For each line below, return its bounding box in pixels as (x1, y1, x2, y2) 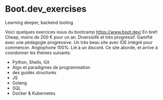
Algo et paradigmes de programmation (12, 64, 91, 70)
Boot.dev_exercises (5, 3, 87, 15)
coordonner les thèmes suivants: (5, 50, 71, 56)
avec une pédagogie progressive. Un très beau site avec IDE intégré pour (5, 39, 153, 45)
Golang (12, 80, 27, 86)
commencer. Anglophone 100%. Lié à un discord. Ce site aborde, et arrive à (5, 44, 158, 50)
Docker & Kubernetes (12, 90, 55, 96)
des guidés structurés (12, 69, 57, 75)
